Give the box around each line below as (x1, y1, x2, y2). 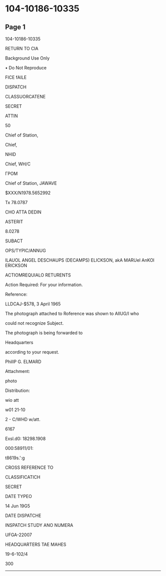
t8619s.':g (5, 455, 25, 461)
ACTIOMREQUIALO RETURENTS (5, 272, 71, 278)
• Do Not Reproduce (5, 65, 47, 71)
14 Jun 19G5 (5, 503, 31, 509)
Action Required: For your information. (5, 282, 83, 288)
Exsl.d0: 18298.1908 (5, 435, 46, 441)
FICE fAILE (5, 74, 27, 80)
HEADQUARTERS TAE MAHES (5, 542, 67, 547)
